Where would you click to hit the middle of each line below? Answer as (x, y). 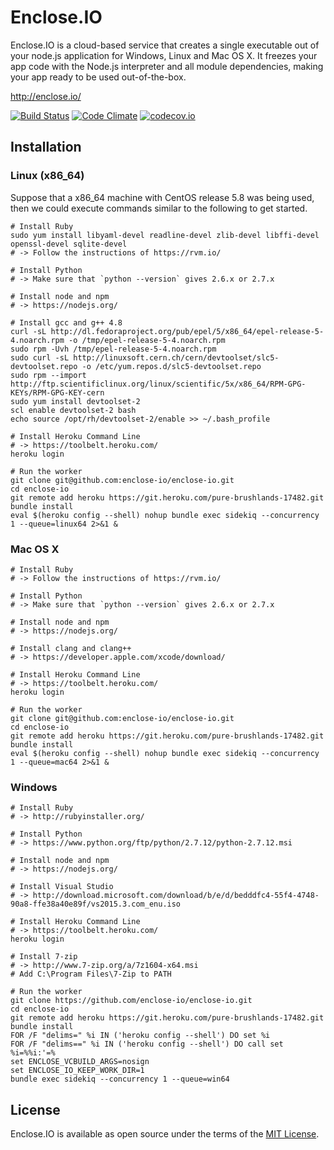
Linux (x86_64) (47, 176)
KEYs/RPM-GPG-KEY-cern (57, 392)
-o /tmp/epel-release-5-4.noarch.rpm (147, 340)
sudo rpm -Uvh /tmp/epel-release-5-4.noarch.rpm (113, 349)
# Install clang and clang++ (71, 648)
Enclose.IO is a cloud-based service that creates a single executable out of (165, 45)
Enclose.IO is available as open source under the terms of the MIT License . (165, 1134)
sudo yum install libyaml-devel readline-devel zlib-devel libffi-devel (165, 235)
